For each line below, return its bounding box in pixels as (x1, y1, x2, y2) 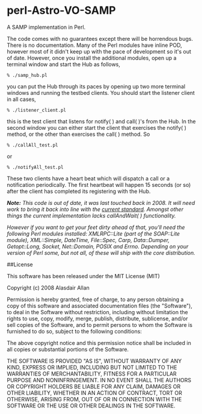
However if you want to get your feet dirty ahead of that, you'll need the (7, 224, 185, 231)
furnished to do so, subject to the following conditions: (7, 327, 142, 335)
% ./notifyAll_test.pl (7, 164, 64, 170)
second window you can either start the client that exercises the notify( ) (7, 124, 187, 131)
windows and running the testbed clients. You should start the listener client (7, 89, 195, 96)
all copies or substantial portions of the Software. (7, 346, 129, 353)
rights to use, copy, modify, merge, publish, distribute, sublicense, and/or (7, 315, 188, 322)
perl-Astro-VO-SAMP (7, 4, 116, 17)
